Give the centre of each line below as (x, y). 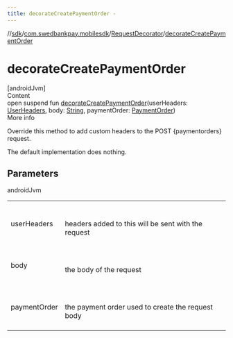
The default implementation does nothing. (67, 152)
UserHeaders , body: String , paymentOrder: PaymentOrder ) (91, 110)
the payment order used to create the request (139, 307)
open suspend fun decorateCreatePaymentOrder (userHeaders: (98, 103)
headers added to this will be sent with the (134, 224)
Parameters (33, 173)
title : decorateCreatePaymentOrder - (62, 14)
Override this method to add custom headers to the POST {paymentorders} (114, 131)
